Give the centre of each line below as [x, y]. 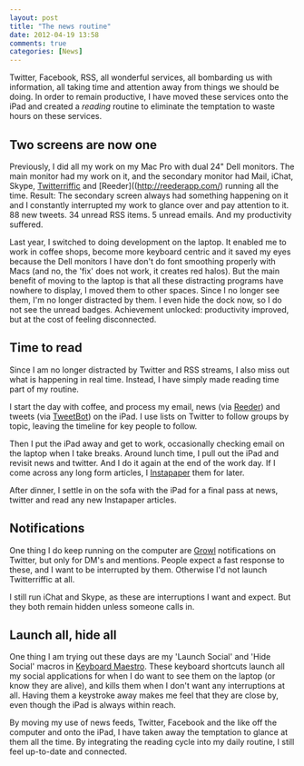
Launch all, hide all [63, 635]
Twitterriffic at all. [42, 579]
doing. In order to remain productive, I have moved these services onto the [149, 97]
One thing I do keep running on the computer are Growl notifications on [143, 550]
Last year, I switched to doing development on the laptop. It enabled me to [148, 242]
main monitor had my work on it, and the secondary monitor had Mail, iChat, [152, 176]
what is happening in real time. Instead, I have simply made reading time [144, 379]
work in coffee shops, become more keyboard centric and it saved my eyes [150, 252]
